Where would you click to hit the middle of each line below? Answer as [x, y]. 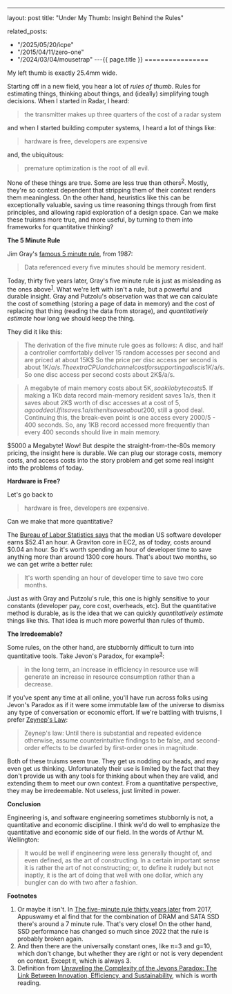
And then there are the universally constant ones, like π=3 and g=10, [114, 946]
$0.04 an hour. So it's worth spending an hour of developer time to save [109, 550]
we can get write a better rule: [50, 565]
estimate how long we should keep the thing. [71, 319]
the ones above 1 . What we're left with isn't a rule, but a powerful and [105, 288]
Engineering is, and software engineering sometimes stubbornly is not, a [110, 817]
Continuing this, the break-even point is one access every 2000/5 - [120, 418]
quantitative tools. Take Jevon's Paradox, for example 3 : [86, 655]
